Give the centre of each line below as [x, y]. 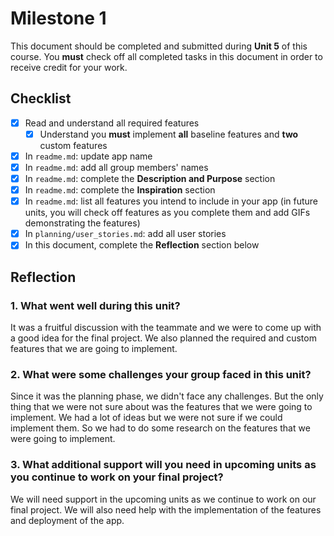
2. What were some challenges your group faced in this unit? [161, 374]
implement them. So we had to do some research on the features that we [160, 428]
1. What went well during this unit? [95, 305]
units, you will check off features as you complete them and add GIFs [167, 213]
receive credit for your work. [69, 67]
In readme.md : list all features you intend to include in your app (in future [171, 201]
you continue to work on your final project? [117, 477]
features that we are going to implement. [94, 348]
